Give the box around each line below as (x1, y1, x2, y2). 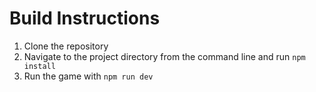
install (23, 61, 56, 71)
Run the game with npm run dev (23, 70, 154, 82)
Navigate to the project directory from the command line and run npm (23, 50, 306, 62)
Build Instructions (9, 7, 161, 30)
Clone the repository (23, 40, 109, 52)
